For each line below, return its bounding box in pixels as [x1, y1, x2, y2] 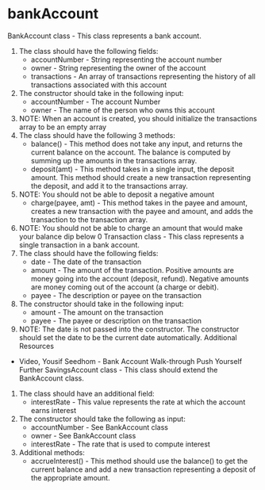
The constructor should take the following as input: [18, 414, 186, 423]
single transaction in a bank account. [18, 239, 140, 250]
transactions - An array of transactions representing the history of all [30, 71, 255, 81]
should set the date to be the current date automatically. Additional [18, 332, 237, 342]
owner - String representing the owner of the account [30, 63, 206, 72]
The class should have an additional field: [18, 389, 156, 398]
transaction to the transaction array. [30, 215, 148, 224]
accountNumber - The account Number [30, 97, 161, 106]
